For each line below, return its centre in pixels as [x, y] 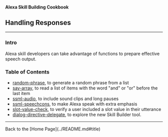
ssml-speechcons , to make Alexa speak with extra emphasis [75, 104]
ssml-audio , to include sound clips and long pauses [65, 98]
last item [21, 93]
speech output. [21, 59]
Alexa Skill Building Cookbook [37, 7]
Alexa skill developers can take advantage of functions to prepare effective [82, 53]
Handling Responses [38, 22]
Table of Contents [27, 71]
